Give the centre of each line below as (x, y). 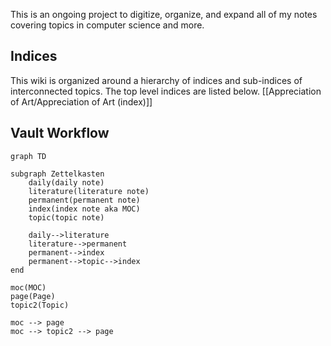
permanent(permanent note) (84, 200)
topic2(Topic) (40, 305)
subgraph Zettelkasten (57, 174)
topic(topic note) (66, 217)
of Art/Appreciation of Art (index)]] (81, 101)
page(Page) (33, 296)
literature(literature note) (89, 191)
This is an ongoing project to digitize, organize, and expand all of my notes (164, 14)
